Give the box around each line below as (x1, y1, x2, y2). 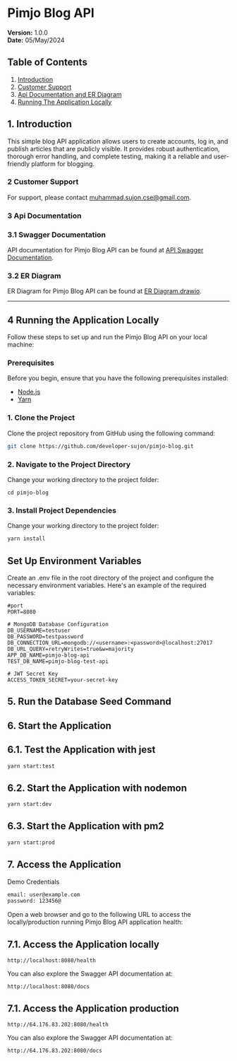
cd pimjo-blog (7, 489, 49, 496)
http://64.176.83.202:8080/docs (7, 1047, 102, 1054)
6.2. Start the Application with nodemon (7, 782, 187, 794)
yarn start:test (7, 762, 55, 770)
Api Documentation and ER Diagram (17, 90, 122, 98)
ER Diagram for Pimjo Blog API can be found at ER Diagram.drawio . (7, 287, 202, 295)
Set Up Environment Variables (7, 555, 142, 567)
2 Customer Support (7, 177, 79, 187)
